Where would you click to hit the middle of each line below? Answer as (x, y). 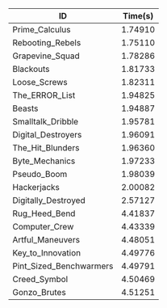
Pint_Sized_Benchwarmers (63, 266)
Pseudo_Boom (40, 174)
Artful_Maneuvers (46, 240)
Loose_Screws (40, 82)
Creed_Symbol (40, 279)
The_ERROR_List (44, 95)
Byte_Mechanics (44, 161)
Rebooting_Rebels (47, 42)
